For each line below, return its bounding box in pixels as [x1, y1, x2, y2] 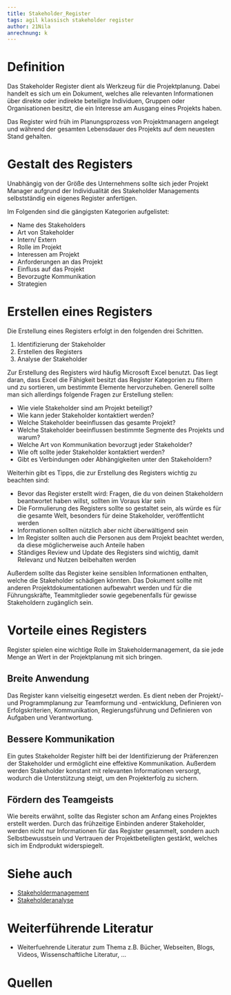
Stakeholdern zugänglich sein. [7, 599, 94, 607]
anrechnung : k [7, 29, 48, 37]
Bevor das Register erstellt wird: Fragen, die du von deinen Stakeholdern [17, 489, 223, 498]
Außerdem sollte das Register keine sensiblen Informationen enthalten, [7, 569, 208, 578]
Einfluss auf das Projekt [17, 265, 85, 273]
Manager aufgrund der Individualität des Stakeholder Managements [7, 187, 200, 195]
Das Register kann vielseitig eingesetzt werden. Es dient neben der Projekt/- [7, 691, 224, 700]
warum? [17, 433, 41, 441]
